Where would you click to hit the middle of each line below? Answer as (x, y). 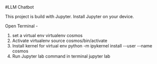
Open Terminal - (22, 26)
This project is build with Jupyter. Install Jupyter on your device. (70, 16)
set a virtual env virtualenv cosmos (47, 35)
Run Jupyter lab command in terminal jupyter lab (61, 56)
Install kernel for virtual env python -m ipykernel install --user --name (82, 46)
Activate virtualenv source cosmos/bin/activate (60, 41)
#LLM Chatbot (20, 7)
